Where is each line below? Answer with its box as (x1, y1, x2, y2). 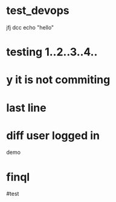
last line (6, 101, 47, 114)
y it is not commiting (6, 73, 111, 87)
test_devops (6, 4, 69, 18)
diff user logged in (6, 128, 100, 142)
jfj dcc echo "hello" (6, 24, 54, 31)
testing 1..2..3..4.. (6, 45, 98, 59)
